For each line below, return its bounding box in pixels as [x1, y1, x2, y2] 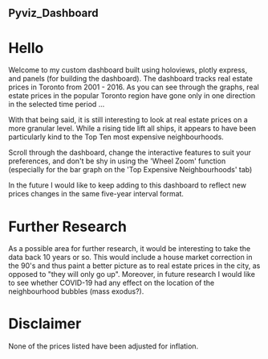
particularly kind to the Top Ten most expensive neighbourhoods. [8, 132, 225, 142]
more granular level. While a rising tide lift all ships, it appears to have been [8, 124, 257, 134]
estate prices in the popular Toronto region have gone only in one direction [8, 91, 255, 101]
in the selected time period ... [8, 100, 105, 109]
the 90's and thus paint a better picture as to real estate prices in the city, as [8, 261, 261, 270]
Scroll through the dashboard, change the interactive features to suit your [8, 148, 251, 158]
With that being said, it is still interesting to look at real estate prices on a [8, 115, 249, 125]
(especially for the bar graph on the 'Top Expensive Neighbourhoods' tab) [8, 165, 253, 175]
